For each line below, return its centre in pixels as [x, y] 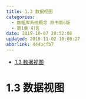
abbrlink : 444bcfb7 [30, 45]
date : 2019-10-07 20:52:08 [39, 34]
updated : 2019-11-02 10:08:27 [43, 39]
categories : [21, 17]
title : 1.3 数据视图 [29, 11]
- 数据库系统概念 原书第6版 [41, 22]
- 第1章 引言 [26, 28]
